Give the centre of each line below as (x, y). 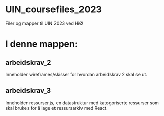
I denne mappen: (42, 44)
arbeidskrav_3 (28, 90)
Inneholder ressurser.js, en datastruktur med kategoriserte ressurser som (82, 103)
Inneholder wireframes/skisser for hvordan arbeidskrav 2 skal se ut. (76, 74)
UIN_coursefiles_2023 (53, 9)
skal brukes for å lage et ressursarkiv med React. (57, 108)
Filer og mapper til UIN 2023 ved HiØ (44, 23)
